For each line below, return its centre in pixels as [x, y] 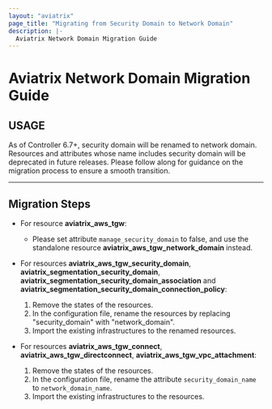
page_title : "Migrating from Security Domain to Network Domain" [121, 23]
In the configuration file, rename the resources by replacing [131, 313]
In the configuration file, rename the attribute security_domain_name [144, 379]
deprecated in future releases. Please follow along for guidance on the [126, 162]
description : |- [36, 31]
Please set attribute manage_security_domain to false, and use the [140, 239]
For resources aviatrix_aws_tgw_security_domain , [106, 263]
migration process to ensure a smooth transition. [89, 171]
